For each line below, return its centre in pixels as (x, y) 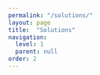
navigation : (28, 37)
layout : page (30, 23)
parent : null (37, 52)
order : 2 (22, 59)
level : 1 (30, 45)
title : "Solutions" (42, 30)
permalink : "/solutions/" (50, 15)
